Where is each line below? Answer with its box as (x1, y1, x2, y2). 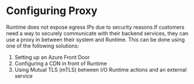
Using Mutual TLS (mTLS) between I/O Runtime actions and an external (14, 66, 187, 73)
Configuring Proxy (6, 4, 98, 18)
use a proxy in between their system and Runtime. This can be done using (6, 36, 185, 43)
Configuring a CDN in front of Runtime (14, 60, 107, 67)
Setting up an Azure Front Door (14, 53, 90, 61)
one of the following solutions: (6, 42, 79, 49)
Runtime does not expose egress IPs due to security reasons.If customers (6, 23, 185, 31)
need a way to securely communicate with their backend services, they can (6, 29, 189, 36)
